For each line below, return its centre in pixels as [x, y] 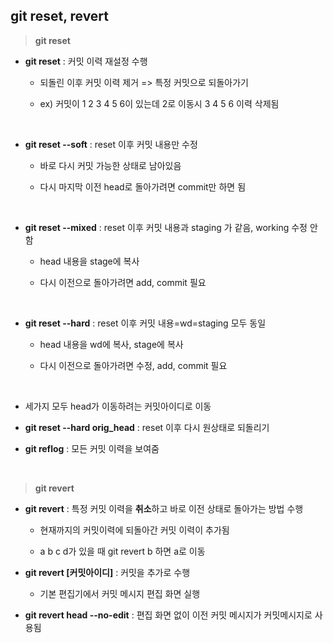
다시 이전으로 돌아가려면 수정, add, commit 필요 [133, 365]
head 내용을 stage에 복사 [89, 261]
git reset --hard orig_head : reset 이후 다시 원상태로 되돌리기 [147, 427]
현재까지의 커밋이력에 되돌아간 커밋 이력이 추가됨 [134, 530]
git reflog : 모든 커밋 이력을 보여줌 [92, 448]
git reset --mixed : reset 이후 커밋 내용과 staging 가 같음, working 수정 [166, 227]
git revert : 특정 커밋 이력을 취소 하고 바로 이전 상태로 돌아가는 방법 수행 [164, 508]
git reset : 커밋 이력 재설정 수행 [86, 61]
